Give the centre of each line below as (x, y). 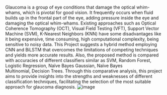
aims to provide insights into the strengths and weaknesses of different (79, 76)
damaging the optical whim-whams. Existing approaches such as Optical (81, 23)
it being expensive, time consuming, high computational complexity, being (82, 39)
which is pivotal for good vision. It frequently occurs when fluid (88, 12)
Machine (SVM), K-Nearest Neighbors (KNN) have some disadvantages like (83, 34)
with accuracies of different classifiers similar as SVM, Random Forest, (78, 60)
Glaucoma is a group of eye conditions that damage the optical (70, 7)
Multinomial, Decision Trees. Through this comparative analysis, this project (84, 71)
